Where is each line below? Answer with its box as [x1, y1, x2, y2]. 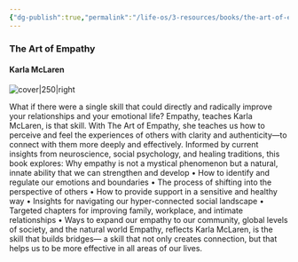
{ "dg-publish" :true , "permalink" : [9, 12, 133, 22]
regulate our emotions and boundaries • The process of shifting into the [9, 177, 272, 187]
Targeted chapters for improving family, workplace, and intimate [9, 205, 244, 216]
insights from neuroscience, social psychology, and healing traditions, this [9, 148, 280, 159]
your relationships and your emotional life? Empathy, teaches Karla [9, 110, 253, 121]
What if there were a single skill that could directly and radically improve [9, 101, 273, 112]
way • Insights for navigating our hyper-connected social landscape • [9, 195, 264, 206]
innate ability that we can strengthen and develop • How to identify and [9, 167, 271, 178]
